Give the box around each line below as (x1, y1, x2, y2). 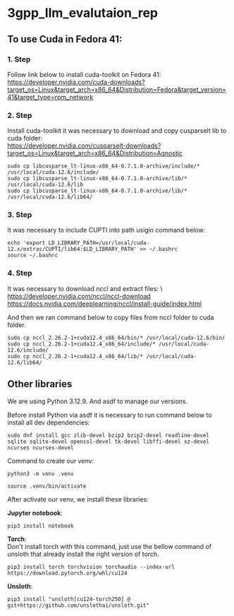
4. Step (7, 268, 32, 278)
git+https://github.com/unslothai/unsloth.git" (7, 602, 150, 609)
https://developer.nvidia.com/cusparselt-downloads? (7, 141, 161, 150)
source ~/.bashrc (7, 252, 58, 259)
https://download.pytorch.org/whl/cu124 (7, 569, 128, 576)
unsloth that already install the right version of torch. (7, 550, 160, 558)
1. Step (7, 54, 31, 64)
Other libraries (7, 378, 73, 390)
